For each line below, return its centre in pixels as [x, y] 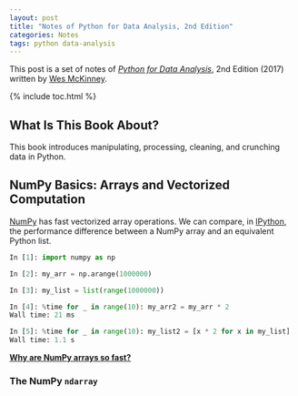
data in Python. [38, 157]
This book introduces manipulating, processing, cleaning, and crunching [144, 147]
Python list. [30, 240]
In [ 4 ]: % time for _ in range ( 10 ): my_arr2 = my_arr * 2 [119, 307]
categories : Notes [44, 35]
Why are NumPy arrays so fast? [70, 357]
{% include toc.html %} [53, 96]
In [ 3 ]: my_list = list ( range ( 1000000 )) [87, 290]
